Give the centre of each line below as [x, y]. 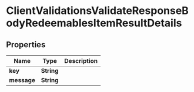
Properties [26, 45]
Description [81, 61]
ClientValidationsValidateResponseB [98, 11]
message [22, 80]
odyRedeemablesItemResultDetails [94, 23]
